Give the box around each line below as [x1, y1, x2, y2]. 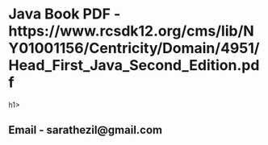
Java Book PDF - [8, 5, 121, 23]
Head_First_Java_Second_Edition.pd [8, 56, 260, 75]
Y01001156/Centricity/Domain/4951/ [8, 39, 260, 57]
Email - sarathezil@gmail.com [8, 123, 163, 137]
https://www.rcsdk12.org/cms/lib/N [8, 22, 254, 40]
